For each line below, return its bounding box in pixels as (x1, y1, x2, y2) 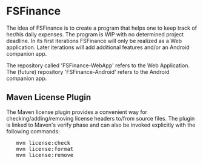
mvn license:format (16, 145, 74, 152)
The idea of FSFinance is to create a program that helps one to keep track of (6, 24, 197, 32)
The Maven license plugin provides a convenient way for (6, 108, 147, 116)
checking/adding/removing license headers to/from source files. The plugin (6, 115, 195, 122)
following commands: (6, 127, 60, 135)
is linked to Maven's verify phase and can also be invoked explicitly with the (6, 121, 196, 128)
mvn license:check (16, 139, 71, 146)
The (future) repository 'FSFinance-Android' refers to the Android (6, 68, 170, 75)
